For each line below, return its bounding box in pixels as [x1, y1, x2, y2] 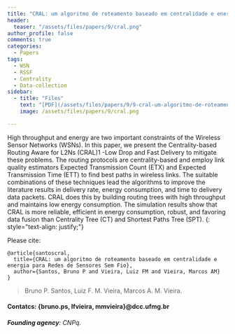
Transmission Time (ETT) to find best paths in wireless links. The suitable [7, 170, 218, 179]
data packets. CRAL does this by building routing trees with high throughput [7, 193, 226, 201]
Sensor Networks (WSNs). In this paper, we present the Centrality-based [7, 141, 217, 149]
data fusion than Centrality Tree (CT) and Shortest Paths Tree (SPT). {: [7, 215, 211, 223]
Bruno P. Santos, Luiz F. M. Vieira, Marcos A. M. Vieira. [24, 286, 183, 295]
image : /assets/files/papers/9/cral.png [20, 108, 139, 115]
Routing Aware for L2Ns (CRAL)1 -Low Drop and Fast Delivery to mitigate [7, 148, 217, 156]
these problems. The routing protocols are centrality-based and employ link [7, 155, 225, 164]
